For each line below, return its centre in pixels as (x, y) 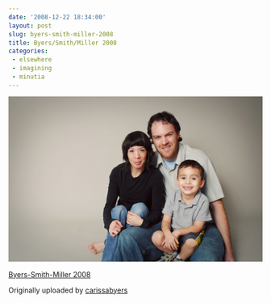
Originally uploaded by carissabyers (68, 290)
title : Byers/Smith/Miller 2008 (63, 43)
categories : (28, 51)
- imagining (32, 69)
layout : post (30, 25)
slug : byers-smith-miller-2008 (61, 34)
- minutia (28, 77)
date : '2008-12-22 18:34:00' (57, 17)
